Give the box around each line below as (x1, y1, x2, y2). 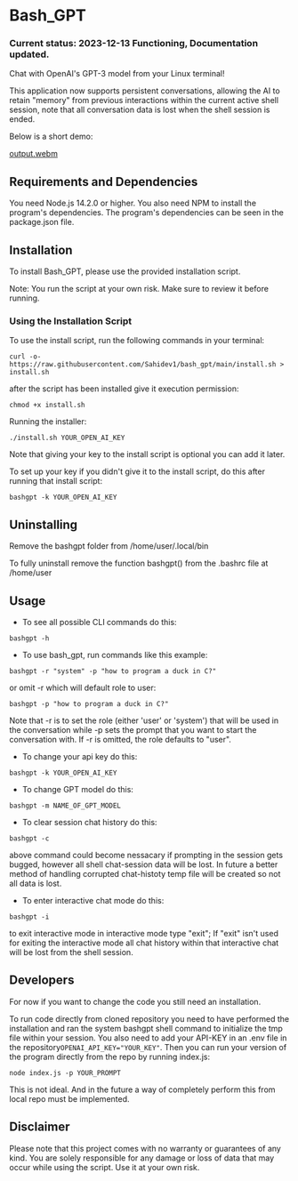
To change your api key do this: (21, 751, 138, 762)
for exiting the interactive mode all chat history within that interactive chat (9, 937, 279, 948)
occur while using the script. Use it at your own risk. (9, 1161, 200, 1172)
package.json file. (9, 217, 75, 228)
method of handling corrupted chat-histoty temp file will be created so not (9, 869, 281, 880)
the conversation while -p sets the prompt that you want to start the (9, 725, 257, 735)
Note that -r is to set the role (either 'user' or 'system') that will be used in (9, 715, 279, 726)
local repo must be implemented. (9, 1093, 131, 1104)
